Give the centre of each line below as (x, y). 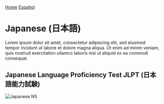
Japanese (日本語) (43, 29)
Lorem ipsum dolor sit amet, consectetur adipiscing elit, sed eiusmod (75, 42)
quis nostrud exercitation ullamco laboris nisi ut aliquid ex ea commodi (77, 53)
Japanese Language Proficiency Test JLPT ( (74, 75)
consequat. (17, 58)
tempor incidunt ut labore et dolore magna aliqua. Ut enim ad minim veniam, (82, 48)
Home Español (20, 7)
